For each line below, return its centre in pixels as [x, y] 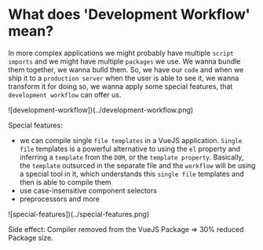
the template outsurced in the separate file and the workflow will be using [137, 165]
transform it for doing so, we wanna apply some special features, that [121, 86]
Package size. [31, 237]
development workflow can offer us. [65, 94]
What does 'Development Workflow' [129, 15]
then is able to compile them [65, 182]
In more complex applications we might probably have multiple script [121, 53]
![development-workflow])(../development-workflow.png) [101, 110]
